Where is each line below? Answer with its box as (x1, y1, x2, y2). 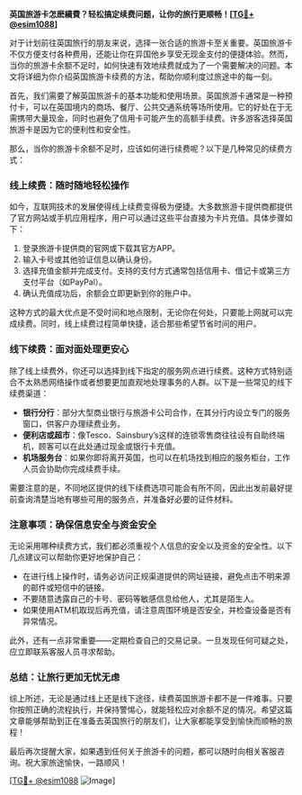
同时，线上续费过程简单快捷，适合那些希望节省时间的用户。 (40, 319, 262, 330)
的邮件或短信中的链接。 (22, 582, 110, 592)
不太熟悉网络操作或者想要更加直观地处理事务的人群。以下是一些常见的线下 (16, 376, 293, 387)
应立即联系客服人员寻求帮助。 (9, 646, 120, 656)
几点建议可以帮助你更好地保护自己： (9, 551, 144, 562)
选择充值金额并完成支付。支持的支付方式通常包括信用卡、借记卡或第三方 (22, 266, 290, 276)
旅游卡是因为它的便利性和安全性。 (9, 124, 136, 134)
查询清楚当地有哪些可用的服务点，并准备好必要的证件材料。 (16, 493, 238, 504)
